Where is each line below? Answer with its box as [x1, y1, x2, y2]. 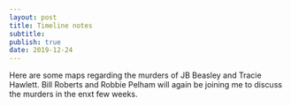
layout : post [9, 12, 57, 22]
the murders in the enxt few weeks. [9, 89, 139, 100]
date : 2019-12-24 [9, 46, 73, 55]
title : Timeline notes [9, 21, 93, 30]
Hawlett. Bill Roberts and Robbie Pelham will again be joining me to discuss [9, 79, 283, 90]
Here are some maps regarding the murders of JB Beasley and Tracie [9, 70, 263, 80]
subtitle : [9, 29, 46, 38]
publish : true [9, 37, 62, 47]
